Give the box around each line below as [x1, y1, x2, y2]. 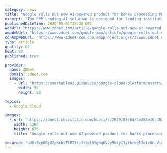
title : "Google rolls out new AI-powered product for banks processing [5, 12, 157, 17]
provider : [5, 63, 26, 68]
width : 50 [18, 85, 39, 90]
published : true [5, 53, 39, 59]
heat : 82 [5, 49, 23, 54]
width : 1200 [14, 122, 39, 127]
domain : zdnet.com [9, 72, 48, 77]
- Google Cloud [9, 104, 41, 109]
